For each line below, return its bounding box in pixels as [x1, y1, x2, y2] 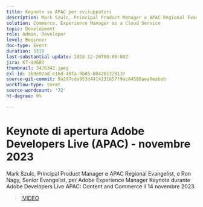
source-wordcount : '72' [6, 88, 66, 94]
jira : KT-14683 [6, 59, 45, 65]
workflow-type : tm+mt [6, 82, 61, 88]
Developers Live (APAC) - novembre [6, 137, 191, 151]
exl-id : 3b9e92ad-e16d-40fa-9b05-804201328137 [6, 71, 126, 77]
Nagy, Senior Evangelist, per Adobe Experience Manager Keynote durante [6, 176, 191, 183]
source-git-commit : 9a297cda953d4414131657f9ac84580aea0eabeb [6, 76, 166, 82]
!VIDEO [21, 194, 39, 202]
